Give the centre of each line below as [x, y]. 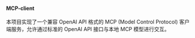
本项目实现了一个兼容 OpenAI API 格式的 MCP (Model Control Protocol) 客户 [98, 22]
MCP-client [20, 8]
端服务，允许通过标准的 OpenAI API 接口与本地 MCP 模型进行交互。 [88, 29]
